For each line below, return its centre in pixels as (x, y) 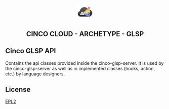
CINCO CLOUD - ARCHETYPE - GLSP (85, 34)
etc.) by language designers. (35, 74)
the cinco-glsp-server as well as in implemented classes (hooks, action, (80, 68)
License (18, 89)
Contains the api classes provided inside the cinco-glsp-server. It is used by (85, 63)
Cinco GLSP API (31, 51)
